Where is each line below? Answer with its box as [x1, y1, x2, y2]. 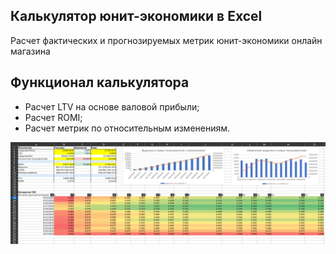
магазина [10, 45, 51, 57]
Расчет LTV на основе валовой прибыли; [24, 100, 200, 113]
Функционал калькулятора [10, 74, 190, 91]
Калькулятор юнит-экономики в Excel [10, 8, 263, 25]
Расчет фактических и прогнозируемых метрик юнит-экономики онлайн [10, 34, 323, 46]
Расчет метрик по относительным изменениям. [24, 122, 231, 134]
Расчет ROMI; [24, 111, 83, 123]
